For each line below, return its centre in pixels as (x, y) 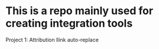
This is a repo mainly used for (79, 11)
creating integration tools (69, 23)
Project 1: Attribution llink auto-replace (52, 40)
